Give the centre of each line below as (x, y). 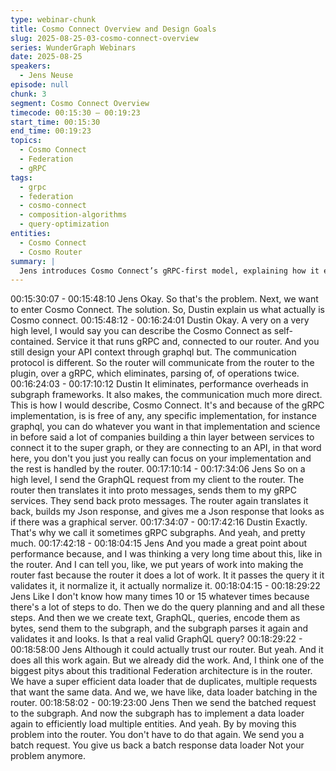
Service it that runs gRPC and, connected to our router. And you (188, 342)
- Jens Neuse (46, 76)
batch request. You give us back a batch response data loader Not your (157, 745)
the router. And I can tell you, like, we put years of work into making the (157, 565)
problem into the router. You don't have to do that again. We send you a (157, 735)
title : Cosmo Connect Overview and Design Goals (113, 29)
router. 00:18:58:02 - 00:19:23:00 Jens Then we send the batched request (163, 703)
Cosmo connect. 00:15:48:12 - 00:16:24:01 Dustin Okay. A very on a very (160, 320)
